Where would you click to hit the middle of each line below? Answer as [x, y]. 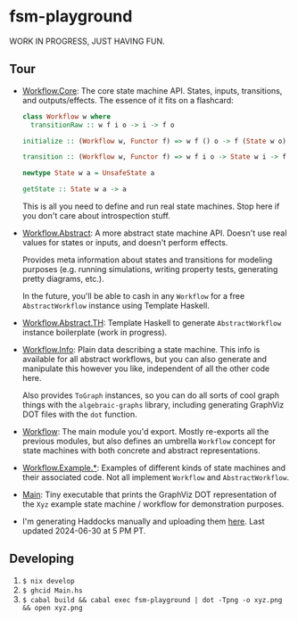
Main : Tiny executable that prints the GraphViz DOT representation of [149, 494]
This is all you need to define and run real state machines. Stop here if [151, 206]
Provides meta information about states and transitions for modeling [147, 260]
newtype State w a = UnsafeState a [88, 173]
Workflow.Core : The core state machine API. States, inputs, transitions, [152, 90]
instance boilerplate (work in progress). [95, 332]
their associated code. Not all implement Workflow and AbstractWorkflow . [156, 477]
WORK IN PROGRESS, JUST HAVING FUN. [87, 41]
